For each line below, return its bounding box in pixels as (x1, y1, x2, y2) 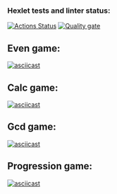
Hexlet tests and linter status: (7, 6, 111, 16)
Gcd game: (7, 121, 56, 133)
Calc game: (7, 81, 58, 93)
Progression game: (7, 160, 93, 172)
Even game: (7, 42, 61, 55)
